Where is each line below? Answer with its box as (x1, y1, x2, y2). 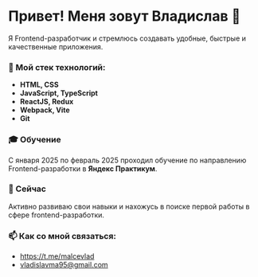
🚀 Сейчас (8, 183, 46, 194)
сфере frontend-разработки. (8, 210, 105, 220)
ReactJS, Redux (19, 97, 74, 107)
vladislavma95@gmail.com (19, 260, 109, 270)
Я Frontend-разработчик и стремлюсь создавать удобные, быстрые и (8, 33, 247, 43)
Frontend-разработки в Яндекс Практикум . (8, 163, 158, 174)
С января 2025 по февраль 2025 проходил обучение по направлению (8, 155, 247, 165)
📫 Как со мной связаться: (8, 230, 117, 241)
